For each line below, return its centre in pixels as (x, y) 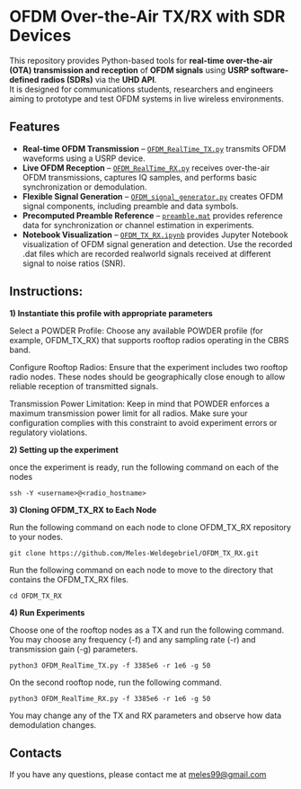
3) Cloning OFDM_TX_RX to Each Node (83, 510)
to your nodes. (36, 536)
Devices (40, 35)
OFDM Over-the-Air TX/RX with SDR (147, 17)
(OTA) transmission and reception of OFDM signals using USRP (129, 70)
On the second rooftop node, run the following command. (115, 682)
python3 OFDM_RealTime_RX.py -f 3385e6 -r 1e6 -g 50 (110, 698)
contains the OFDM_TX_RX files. (69, 579)
